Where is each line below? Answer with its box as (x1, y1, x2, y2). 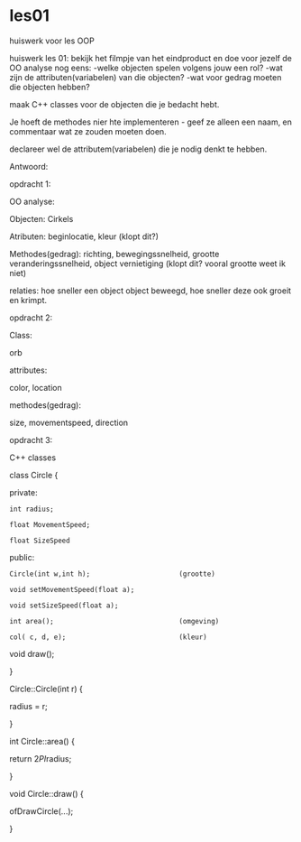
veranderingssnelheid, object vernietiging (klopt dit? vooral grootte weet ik (9, 258, 287, 269)
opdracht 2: (9, 312, 53, 323)
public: (9, 551, 35, 562)
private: (9, 486, 38, 497)
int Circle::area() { (9, 736, 75, 746)
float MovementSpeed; (9, 520, 91, 529)
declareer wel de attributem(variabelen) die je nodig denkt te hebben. (9, 143, 268, 154)
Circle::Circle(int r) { (9, 683, 84, 694)
